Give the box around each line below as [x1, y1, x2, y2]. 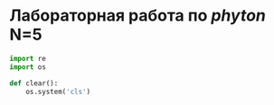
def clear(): [9, 78, 59, 88]
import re [9, 54, 47, 63]
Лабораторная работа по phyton [9, 5, 267, 26]
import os [9, 62, 47, 72]
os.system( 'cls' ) [25, 87, 91, 96]
